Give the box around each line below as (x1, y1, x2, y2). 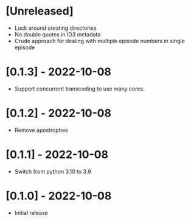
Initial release (14, 209, 48, 216)
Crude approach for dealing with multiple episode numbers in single (14, 37, 185, 44)
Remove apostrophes (14, 126, 68, 134)
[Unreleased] (5, 4, 74, 18)
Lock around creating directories (14, 24, 97, 32)
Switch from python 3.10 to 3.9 (14, 168, 92, 175)
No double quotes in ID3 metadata (14, 30, 101, 38)
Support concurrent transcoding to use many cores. (14, 85, 145, 92)
